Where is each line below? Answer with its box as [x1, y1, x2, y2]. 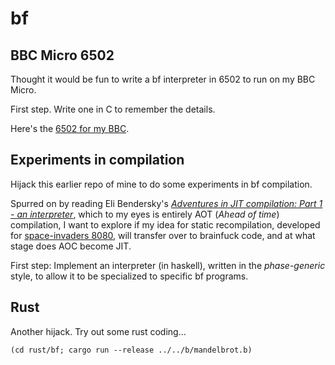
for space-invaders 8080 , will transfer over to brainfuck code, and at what [10, 229, 316, 241]
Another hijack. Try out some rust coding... [10, 325, 187, 337]
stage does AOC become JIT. [10, 240, 132, 252]
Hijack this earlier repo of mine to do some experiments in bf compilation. [10, 178, 313, 190]
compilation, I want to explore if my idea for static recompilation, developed [10, 218, 321, 231]
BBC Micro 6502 [10, 47, 115, 64]
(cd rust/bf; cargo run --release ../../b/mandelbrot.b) [10, 345, 253, 355]
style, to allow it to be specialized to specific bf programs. [10, 270, 249, 282]
